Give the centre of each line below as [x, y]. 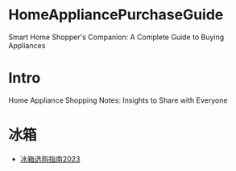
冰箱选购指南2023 [50, 159]
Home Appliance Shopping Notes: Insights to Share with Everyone [118, 100]
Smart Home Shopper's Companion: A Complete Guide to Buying [116, 37]
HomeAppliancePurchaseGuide [116, 15]
